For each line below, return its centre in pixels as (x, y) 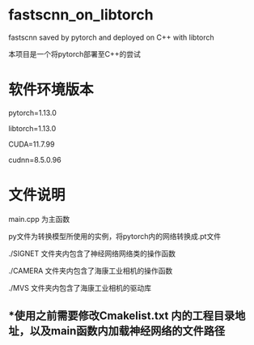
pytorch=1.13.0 (32, 113)
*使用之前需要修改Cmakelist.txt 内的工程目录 (122, 316)
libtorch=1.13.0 (32, 128)
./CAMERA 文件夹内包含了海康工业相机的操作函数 (91, 270)
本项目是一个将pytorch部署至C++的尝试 (75, 53)
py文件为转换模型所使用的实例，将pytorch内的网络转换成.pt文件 (114, 236)
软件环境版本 (51, 90)
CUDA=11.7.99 (32, 144)
